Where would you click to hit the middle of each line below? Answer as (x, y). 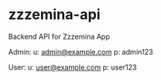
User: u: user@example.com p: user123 (73, 67)
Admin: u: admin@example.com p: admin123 (80, 51)
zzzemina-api (54, 15)
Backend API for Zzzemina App (59, 36)
